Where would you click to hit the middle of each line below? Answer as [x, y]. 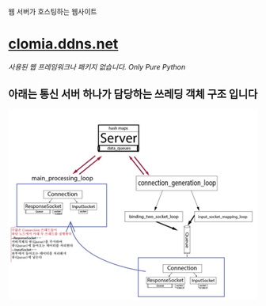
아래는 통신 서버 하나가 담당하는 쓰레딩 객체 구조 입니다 [133, 94]
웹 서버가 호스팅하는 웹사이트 [53, 11]
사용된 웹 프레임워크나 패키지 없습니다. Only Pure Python [97, 66]
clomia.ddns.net [63, 44]
